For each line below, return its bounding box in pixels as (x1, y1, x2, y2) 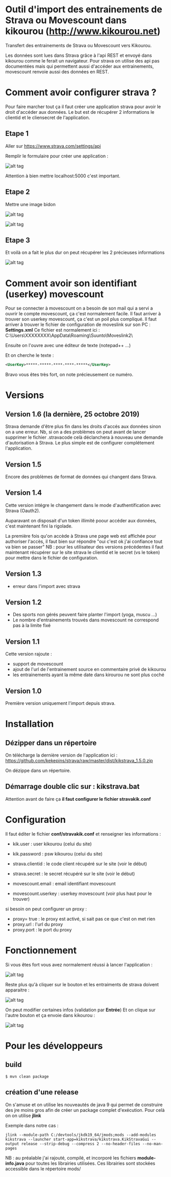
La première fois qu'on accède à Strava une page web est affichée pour (5, 533, 157, 539)
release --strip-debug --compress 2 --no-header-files (21, 1141, 140, 1146)
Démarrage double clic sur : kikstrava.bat (5, 782, 140, 791)
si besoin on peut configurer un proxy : (5, 906, 87, 912)
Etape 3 (5, 236, 31, 245)
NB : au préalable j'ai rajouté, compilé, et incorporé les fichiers (5, 1154, 136, 1161)
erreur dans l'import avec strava (12, 583, 81, 589)
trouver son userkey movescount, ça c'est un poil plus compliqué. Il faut (5, 316, 157, 322)
